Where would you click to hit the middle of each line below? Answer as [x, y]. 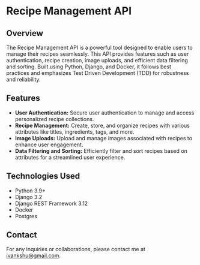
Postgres [26, 216]
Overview [25, 33]
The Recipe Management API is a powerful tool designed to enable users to [100, 47]
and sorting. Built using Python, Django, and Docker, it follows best [89, 67]
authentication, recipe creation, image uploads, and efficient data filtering [97, 60]
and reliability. [23, 79]
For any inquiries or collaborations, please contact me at [76, 249]
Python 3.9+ [30, 191]
